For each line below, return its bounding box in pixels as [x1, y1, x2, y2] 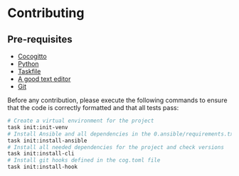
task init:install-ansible [7, 137, 87, 144]
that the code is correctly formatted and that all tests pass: [7, 104, 179, 111]
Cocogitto [17, 52, 48, 60]
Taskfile [17, 67, 41, 75]
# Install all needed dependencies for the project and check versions [7, 143, 224, 150]
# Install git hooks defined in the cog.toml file [7, 157, 161, 164]
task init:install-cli [7, 150, 75, 158]
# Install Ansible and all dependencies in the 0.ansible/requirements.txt [7, 130, 237, 138]
